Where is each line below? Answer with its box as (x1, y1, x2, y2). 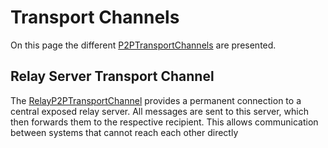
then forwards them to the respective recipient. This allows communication (10, 116, 319, 128)
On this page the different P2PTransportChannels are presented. (10, 39, 277, 51)
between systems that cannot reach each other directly (10, 126, 239, 138)
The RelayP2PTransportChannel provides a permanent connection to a (10, 94, 302, 106)
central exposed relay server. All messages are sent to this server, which (10, 105, 309, 117)
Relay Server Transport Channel (10, 68, 215, 85)
